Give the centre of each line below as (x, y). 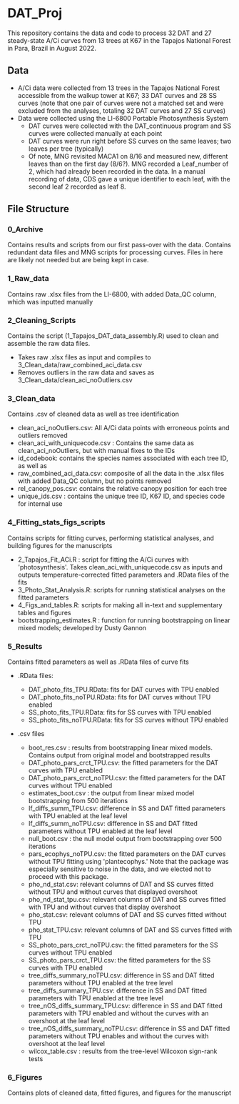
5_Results (25, 646)
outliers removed (42, 436)
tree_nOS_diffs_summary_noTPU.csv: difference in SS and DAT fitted (129, 1028)
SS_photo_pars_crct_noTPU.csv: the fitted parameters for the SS (123, 945)
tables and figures (44, 612)
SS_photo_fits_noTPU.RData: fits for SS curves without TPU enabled (128, 720)
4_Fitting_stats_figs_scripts (56, 522)
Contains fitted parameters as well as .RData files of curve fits (98, 662)
